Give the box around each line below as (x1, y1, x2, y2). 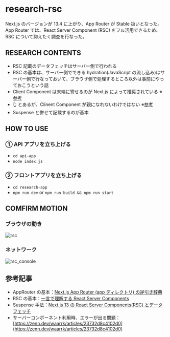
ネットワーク (5, 246, 37, 254)
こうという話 (21, 82, 49, 88)
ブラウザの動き (5, 221, 42, 228)
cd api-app (12, 154, 36, 159)
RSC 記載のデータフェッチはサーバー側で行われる (12, 62, 117, 69)
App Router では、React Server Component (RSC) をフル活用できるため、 (5, 27, 161, 33)
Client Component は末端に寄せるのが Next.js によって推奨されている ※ (12, 88, 162, 95)
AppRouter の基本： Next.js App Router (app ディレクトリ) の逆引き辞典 (12, 289, 162, 295)
